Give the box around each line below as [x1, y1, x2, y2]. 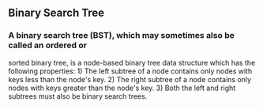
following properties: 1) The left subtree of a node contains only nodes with [8, 66, 253, 76]
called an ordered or [8, 39, 87, 51]
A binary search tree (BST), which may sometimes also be [8, 30, 235, 41]
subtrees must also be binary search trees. [8, 91, 148, 101]
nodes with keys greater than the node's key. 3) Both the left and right [8, 83, 236, 92]
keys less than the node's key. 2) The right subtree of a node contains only [8, 74, 251, 84]
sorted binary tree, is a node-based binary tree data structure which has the [8, 58, 256, 67]
